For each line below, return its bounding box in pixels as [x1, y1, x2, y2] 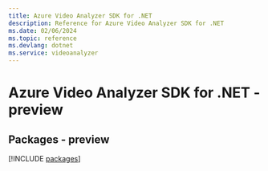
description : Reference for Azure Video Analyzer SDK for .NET [8, 19, 225, 27]
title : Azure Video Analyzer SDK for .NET [8, 11, 152, 20]
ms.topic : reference [8, 34, 78, 43]
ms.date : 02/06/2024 [8, 26, 78, 35]
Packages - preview [8, 132, 110, 146]
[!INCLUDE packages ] [8, 154, 81, 163]
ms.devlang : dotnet [8, 42, 74, 50]
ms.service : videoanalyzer [8, 49, 99, 57]
